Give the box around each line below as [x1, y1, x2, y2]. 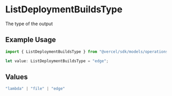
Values [5, 72, 28, 81]
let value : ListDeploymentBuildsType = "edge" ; [5, 58, 109, 64]
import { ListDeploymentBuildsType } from [5, 49, 97, 54]
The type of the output [5, 21, 53, 27]
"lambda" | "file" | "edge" [5, 86, 66, 91]
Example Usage [5, 35, 56, 44]
